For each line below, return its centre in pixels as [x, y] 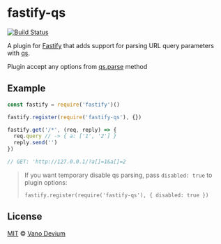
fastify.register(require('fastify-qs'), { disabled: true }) [116, 195]
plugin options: [46, 182]
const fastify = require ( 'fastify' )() [63, 105]
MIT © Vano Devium [37, 233]
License [25, 216]
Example [26, 89]
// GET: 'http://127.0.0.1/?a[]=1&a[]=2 [67, 162]
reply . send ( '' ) [36, 143]
